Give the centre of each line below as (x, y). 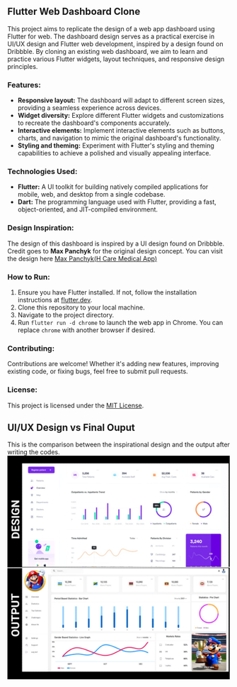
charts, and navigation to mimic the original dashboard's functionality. (119, 138)
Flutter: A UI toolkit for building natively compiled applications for (113, 187)
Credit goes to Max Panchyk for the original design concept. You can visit (115, 251)
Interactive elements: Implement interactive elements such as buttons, (121, 131)
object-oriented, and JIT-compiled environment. (87, 209)
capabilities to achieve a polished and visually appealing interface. (114, 153)
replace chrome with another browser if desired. (86, 330)
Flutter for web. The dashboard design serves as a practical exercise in (111, 36)
